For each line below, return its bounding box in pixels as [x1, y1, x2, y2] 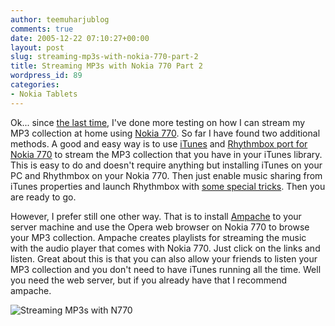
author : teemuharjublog [10, 14, 110, 25]
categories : [10, 80, 60, 90]
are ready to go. [10, 191, 77, 203]
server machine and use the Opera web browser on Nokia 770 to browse [10, 221, 310, 233]
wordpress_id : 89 [10, 71, 83, 81]
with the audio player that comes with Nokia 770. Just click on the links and [10, 242, 321, 254]
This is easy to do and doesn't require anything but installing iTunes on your [10, 159, 323, 171]
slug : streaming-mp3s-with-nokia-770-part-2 [10, 52, 199, 62]
